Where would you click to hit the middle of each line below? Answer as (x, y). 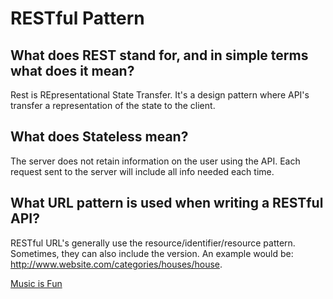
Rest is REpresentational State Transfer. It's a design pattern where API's (160, 95)
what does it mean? (72, 70)
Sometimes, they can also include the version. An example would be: (152, 253)
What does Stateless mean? (99, 137)
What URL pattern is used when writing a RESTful (167, 203)
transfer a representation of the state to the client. (113, 105)
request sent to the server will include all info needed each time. (142, 171)
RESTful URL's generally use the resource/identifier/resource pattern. (153, 243)
